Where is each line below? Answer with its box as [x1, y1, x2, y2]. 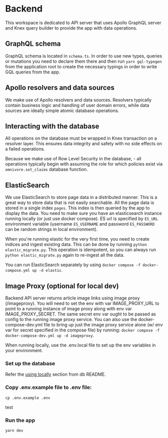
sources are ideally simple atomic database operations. [5, 107, 119, 114]
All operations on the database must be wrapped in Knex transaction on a [5, 135, 157, 141]
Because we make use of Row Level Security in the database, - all [5, 156, 141, 162]
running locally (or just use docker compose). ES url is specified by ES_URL [5, 215, 158, 222]
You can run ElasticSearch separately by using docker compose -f [5, 262, 141, 268]
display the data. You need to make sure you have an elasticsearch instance [5, 210, 162, 216]
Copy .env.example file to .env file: [5, 384, 92, 391]
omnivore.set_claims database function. [5, 166, 88, 172]
